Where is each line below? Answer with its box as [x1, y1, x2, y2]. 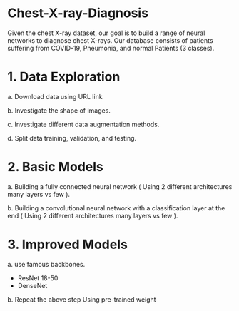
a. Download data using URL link [7, 92, 103, 101]
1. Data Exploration [7, 69, 121, 85]
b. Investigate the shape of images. [7, 106, 111, 115]
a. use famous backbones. [7, 260, 86, 268]
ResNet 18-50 [17, 273, 59, 282]
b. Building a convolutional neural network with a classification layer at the [7, 203, 225, 212]
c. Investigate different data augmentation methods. [7, 120, 160, 128]
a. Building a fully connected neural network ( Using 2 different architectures [7, 182, 233, 190]
